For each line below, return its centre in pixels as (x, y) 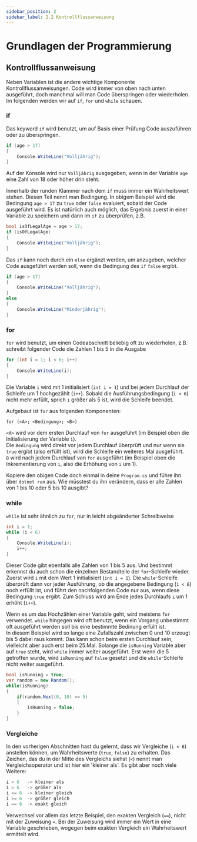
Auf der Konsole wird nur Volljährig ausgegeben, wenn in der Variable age (97, 173)
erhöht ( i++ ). (21, 603)
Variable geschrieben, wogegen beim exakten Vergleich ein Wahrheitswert (96, 828)
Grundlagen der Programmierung (89, 46)
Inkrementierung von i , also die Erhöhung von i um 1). (72, 464)
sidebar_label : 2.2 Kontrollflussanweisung (60, 17)
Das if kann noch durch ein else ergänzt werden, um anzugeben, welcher (96, 260)
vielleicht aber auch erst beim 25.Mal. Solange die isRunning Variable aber (96, 645)
